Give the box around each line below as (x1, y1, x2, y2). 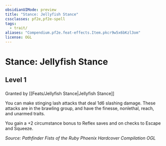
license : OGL (5, 35, 32, 40)
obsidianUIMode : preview (5, 7, 56, 12)
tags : (5, 21, 16, 26)
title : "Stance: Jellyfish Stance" (5, 12, 79, 17)
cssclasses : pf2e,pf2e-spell (5, 16, 65, 21)
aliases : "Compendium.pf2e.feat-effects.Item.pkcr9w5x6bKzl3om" (5, 30, 141, 35)
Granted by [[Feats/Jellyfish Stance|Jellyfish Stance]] (5, 91, 115, 97)
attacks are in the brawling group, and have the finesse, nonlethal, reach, (5, 105, 155, 111)
